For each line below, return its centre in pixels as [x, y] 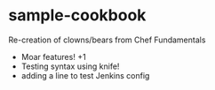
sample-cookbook [77, 15]
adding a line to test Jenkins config [85, 75]
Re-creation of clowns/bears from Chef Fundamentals [107, 40]
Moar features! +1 [53, 56]
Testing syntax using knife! [70, 66]
